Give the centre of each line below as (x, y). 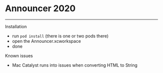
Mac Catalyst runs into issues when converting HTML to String (75, 65)
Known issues (19, 55)
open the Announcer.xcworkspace (46, 41)
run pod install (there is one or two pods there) (60, 36)
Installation (16, 26)
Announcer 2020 (41, 9)
